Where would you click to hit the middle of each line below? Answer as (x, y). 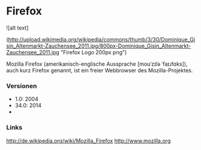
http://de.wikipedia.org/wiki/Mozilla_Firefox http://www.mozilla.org (88, 140)
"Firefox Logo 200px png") (94, 52)
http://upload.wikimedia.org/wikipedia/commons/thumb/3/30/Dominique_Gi (102, 39)
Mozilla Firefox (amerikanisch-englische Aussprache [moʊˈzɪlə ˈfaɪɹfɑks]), (97, 64)
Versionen (22, 86)
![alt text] (17, 28)
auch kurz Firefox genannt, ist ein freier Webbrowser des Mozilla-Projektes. (100, 70)
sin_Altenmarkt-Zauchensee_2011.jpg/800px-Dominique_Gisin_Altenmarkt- (99, 46)
